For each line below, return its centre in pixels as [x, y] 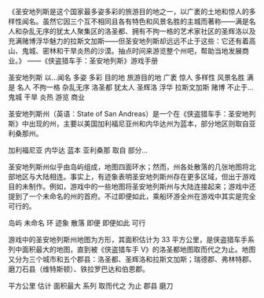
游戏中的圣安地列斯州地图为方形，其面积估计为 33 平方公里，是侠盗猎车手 [128, 239]
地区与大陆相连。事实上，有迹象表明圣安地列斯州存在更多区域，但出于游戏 [135, 177]
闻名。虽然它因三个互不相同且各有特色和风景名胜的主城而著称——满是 [135, 21]
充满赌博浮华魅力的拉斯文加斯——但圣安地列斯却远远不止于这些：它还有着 [128, 41]
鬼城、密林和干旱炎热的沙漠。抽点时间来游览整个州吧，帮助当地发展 [132, 51]
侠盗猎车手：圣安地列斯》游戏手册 [103, 61]
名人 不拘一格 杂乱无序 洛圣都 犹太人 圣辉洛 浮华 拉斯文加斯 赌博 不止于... [135, 87]
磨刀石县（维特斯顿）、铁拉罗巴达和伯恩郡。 [79, 269]
